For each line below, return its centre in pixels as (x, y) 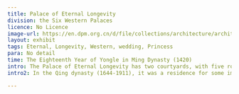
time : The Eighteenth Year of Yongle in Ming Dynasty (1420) (100, 60)
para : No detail (31, 54)
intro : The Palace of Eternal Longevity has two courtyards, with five (116, 66)
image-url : (23, 34)
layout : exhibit (31, 40)
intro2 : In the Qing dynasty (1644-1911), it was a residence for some (116, 73)
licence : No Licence (38, 27)
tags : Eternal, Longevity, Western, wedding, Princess (90, 47)
